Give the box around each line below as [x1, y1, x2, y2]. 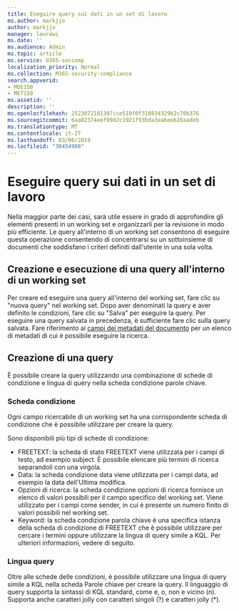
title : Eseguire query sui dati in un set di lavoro [7, 10, 168, 18]
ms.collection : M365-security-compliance [7, 70, 133, 77]
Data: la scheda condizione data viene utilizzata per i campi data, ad [17, 470, 219, 478]
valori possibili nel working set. [17, 508, 109, 517]
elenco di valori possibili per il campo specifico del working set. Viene [17, 493, 223, 501]
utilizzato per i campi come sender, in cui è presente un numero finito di [17, 500, 229, 509]
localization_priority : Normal [7, 63, 101, 71]
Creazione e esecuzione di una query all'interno [7, 263, 225, 275]
